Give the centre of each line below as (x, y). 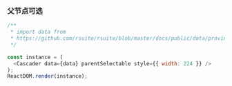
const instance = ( (35, 57)
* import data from (38, 32)
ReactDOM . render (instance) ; (48, 76)
